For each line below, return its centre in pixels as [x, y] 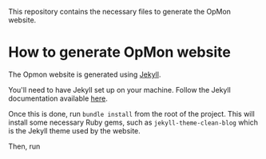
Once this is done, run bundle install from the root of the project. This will [132, 113]
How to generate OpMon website [120, 52]
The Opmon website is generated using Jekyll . [85, 74]
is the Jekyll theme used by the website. [75, 130]
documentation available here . [58, 98]
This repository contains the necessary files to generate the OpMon [120, 12]
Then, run [24, 146]
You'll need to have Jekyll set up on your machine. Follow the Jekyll [120, 89]
